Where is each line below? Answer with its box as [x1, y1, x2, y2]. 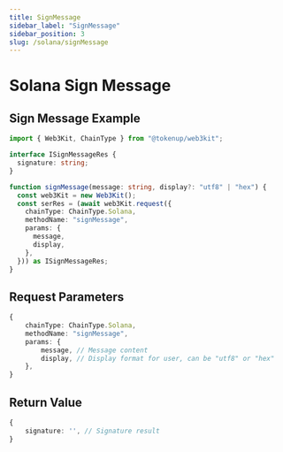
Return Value [9, 395, 82, 410]
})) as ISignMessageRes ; [17, 257, 109, 265]
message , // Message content [41, 346, 149, 355]
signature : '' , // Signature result [25, 426, 161, 435]
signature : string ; [17, 158, 89, 167]
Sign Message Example [9, 111, 141, 126]
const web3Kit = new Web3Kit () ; [17, 191, 137, 200]
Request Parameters [9, 289, 125, 304]
